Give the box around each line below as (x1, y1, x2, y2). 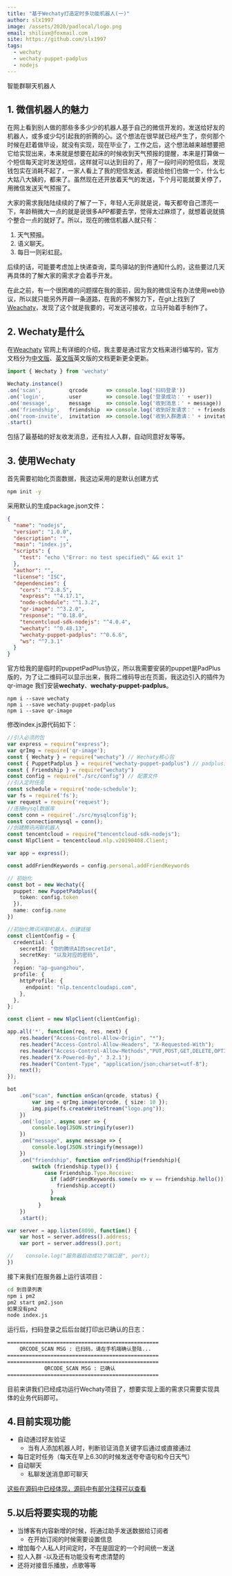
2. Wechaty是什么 (7, 326, 85, 337)
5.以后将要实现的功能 (7, 1507, 98, 1519)
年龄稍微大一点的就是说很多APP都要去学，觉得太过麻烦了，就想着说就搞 (19, 207, 225, 215)
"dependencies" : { (13, 580, 67, 587)
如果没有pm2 (7, 1305, 38, 1313)
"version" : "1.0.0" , (13, 528, 72, 535)
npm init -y (7, 488, 41, 495)
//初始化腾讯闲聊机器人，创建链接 (7, 926, 91, 932)
